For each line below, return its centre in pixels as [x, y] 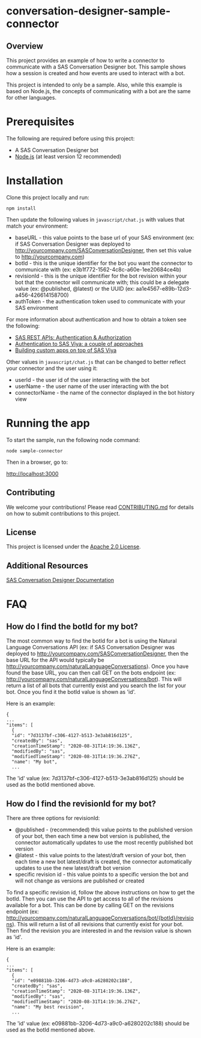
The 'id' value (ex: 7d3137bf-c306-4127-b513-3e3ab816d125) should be [95, 778]
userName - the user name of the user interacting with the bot [92, 386]
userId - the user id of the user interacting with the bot [82, 380]
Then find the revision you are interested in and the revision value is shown [99, 931]
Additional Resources [47, 566]
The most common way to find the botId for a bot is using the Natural [91, 641]
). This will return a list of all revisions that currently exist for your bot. [98, 924]
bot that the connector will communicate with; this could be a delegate [102, 282]
